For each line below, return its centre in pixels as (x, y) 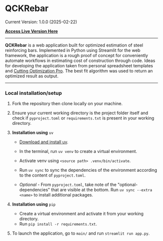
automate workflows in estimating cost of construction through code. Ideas (80, 60)
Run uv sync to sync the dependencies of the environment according (88, 170)
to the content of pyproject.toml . (52, 175)
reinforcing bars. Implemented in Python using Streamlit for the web (73, 50)
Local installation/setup (33, 93)
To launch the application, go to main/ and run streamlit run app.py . (81, 233)
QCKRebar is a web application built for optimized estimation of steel (74, 45)
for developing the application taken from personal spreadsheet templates (79, 65)
